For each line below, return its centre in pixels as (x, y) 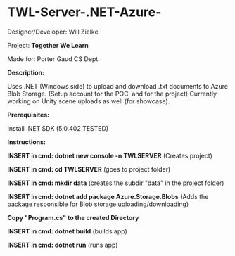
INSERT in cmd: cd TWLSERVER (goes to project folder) (89, 169)
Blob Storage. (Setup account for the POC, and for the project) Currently (112, 94)
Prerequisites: (28, 115)
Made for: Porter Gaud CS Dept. (53, 59)
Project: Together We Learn (48, 45)
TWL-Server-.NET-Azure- (84, 12)
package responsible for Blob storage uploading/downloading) (98, 204)
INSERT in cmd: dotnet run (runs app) (63, 245)
